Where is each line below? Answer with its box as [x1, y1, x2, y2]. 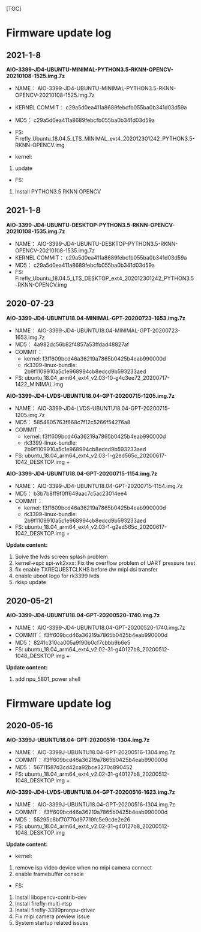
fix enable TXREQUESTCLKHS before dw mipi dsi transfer [14, 565, 158, 573]
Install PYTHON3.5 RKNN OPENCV [14, 188, 101, 195]
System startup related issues [14, 919, 89, 927]
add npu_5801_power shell [14, 675, 81, 683]
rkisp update [14, 578, 47, 585]
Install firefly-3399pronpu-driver [14, 907, 95, 914]
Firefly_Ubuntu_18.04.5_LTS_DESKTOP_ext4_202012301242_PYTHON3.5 [14, 275, 194, 282]
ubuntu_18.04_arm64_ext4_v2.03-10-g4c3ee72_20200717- [25, 374, 170, 381]
